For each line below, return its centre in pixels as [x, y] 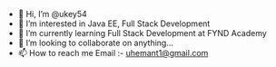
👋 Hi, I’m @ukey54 [53, 14]
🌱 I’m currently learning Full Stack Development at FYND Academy [143, 33]
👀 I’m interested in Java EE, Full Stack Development [114, 24]
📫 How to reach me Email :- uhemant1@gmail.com [113, 53]
